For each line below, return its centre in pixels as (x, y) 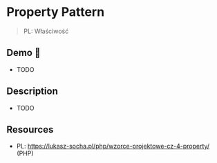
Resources (30, 130)
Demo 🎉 (23, 53)
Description (32, 92)
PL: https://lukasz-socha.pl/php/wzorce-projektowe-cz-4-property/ (113, 146)
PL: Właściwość (46, 31)
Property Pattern (56, 12)
